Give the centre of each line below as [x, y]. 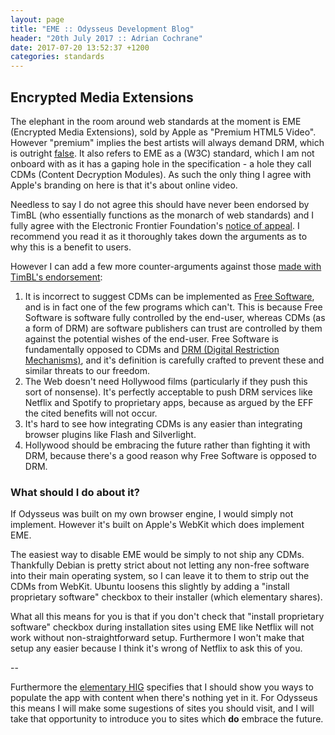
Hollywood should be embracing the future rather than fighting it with [167, 445]
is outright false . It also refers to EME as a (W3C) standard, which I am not [162, 153]
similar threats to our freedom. [87, 370]
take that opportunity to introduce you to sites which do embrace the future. [167, 719]
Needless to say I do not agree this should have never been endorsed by [160, 204]
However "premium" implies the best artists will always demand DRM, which [167, 142]
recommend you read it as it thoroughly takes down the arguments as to [159, 236]
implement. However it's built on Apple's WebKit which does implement [157, 525]
